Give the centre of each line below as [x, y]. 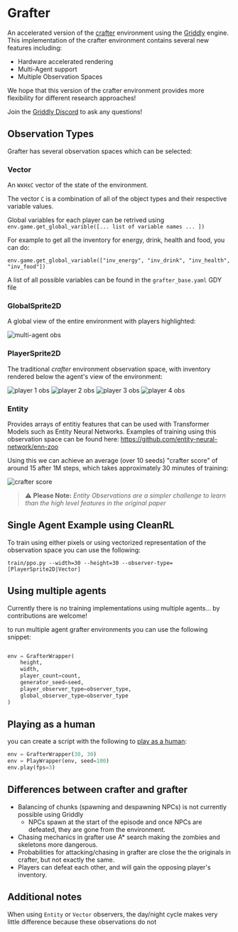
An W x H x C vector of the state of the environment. [78, 185]
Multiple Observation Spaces [60, 77]
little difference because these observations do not [82, 921]
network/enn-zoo [33, 446]
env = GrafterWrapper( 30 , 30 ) [52, 755]
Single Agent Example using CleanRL [91, 526]
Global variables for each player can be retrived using [86, 220]
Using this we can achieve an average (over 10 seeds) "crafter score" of [113, 460]
